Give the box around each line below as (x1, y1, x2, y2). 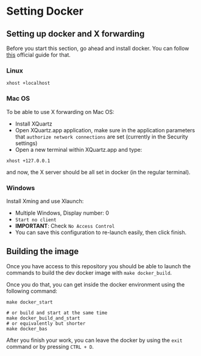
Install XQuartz (15, 120, 53, 127)
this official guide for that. (6, 51, 71, 59)
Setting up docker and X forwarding (6, 29, 145, 39)
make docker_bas (6, 326, 48, 332)
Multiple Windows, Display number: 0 (15, 209, 110, 216)
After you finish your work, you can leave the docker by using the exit (6, 336, 183, 344)
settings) (15, 139, 38, 147)
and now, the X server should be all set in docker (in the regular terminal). (6, 168, 191, 176)
